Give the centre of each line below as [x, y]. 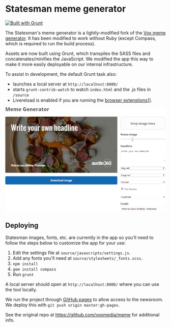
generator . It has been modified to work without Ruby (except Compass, [81, 38]
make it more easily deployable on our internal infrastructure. [69, 64]
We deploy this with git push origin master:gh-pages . [62, 305]
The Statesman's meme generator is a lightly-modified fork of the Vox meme [86, 33]
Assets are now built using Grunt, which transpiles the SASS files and [78, 53]
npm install [25, 264]
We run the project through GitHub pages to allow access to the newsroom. [84, 300]
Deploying [22, 225]
